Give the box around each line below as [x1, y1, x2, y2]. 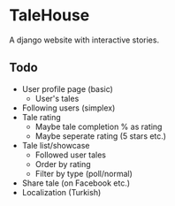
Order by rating [34, 158, 91, 169]
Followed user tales [34, 149, 106, 160]
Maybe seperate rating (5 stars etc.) [34, 130, 166, 141]
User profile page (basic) [21, 83, 113, 94]
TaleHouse [9, 5, 90, 26]
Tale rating [21, 111, 62, 122]
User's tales [34, 93, 80, 103]
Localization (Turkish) [21, 187, 102, 197]
